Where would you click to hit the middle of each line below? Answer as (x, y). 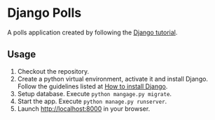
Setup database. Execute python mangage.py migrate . (95, 93)
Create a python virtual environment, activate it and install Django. (113, 79)
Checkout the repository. (53, 71)
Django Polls (44, 13)
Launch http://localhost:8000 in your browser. (84, 108)
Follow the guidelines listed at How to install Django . (92, 86)
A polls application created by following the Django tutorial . (92, 32)
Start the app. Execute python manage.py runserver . (92, 101)
